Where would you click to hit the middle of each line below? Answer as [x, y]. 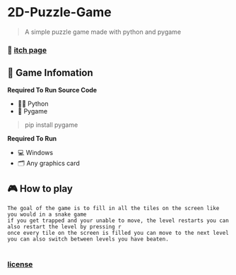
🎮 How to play [40, 189]
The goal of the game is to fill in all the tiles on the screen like [113, 209]
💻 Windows [35, 152]
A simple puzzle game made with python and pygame [103, 32]
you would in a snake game [47, 215]
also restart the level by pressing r [64, 227]
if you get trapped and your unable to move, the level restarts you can [118, 221]
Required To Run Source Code [52, 90]
